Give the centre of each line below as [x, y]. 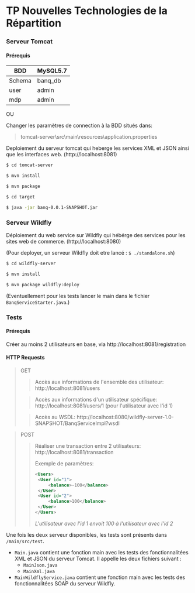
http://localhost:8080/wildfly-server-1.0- [125, 417]
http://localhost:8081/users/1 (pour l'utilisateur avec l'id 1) [104, 406]
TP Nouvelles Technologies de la [87, 11]
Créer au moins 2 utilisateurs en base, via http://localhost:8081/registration [96, 344]
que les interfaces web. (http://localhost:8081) [62, 155]
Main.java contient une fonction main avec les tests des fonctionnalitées [101, 552]
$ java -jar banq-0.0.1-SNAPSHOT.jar [52, 207]
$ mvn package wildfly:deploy [43, 284]
